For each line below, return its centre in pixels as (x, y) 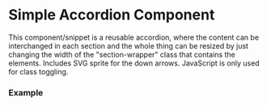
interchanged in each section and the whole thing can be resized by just (129, 45)
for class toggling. (38, 71)
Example (26, 92)
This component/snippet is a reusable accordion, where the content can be (134, 37)
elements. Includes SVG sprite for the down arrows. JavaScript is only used (134, 63)
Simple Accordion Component (112, 15)
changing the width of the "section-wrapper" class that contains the (122, 54)
